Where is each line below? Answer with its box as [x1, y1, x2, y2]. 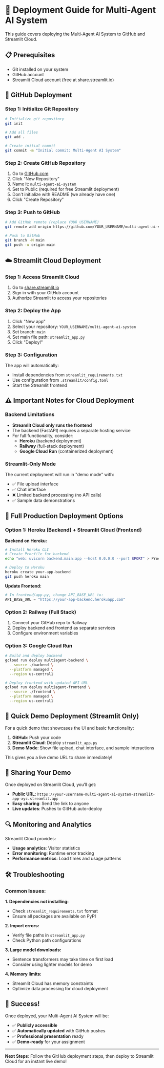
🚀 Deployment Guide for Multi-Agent [5, 4, 156, 16]
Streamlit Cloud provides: [5, 836, 56, 842]
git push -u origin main [5, 242, 56, 247]
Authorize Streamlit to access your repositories [12, 295, 107, 301]
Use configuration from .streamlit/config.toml [12, 377, 108, 383]
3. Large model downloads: [5, 947, 61, 953]
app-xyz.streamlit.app [12, 796, 59, 801]
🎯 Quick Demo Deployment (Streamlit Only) [5, 712, 139, 720]
